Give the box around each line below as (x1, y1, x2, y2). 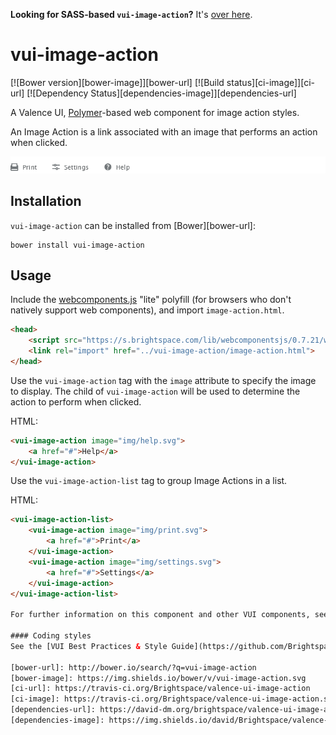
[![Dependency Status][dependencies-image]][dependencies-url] (26, 87, 297, 99)
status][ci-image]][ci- (226, 76, 315, 88)
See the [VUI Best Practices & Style (10, 641, 168, 651)
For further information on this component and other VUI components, (10, 610, 311, 620)
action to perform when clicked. (10, 395, 142, 408)
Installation (10, 193, 82, 210)
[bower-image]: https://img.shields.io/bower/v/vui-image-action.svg (10, 673, 307, 683)
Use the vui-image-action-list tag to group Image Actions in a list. (10, 475, 288, 487)
